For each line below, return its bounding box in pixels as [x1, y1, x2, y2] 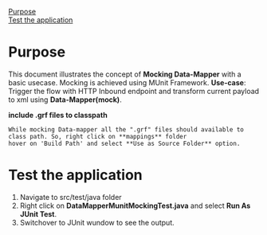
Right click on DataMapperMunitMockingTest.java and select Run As [19, 201, 251, 210]
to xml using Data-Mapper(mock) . [8, 95, 122, 104]
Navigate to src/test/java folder [19, 192, 122, 202]
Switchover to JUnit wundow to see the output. [19, 217, 175, 227]
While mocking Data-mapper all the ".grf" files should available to [8, 125, 245, 134]
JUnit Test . [19, 209, 57, 218]
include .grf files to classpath [8, 110, 108, 119]
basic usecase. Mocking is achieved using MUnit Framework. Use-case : [8, 77, 246, 87]
